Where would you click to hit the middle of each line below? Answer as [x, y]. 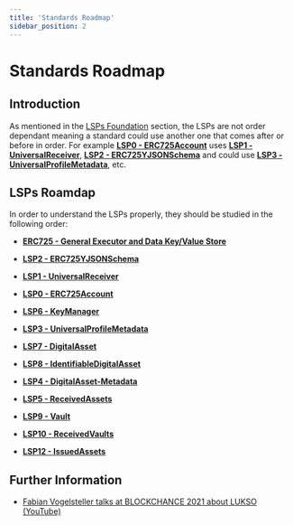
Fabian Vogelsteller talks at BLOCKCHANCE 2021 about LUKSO [139, 502]
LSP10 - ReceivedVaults [68, 434]
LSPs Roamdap [53, 192]
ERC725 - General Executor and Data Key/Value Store [124, 241]
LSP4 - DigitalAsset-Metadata [80, 381]
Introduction [45, 104]
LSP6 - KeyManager [61, 312]
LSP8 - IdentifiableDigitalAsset [82, 364]
